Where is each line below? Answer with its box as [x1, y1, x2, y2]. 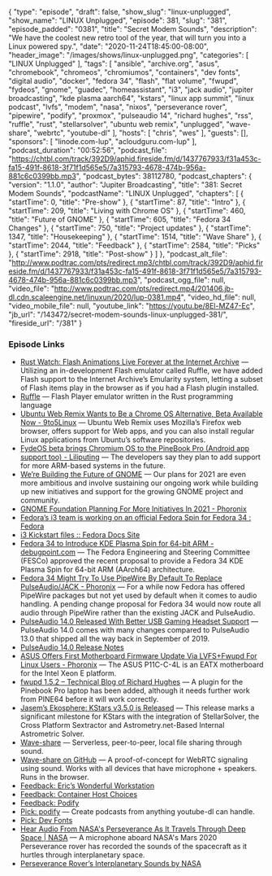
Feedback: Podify [19, 798, 80, 808]
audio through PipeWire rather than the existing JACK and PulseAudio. [19, 608, 256, 618]
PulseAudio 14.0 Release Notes [19, 642, 124, 652]
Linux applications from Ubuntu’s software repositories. [19, 435, 206, 445]
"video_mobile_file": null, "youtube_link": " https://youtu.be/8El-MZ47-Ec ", [8, 301, 255, 310]
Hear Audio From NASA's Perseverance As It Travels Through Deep [19, 824, 246, 834]
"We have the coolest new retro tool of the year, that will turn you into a [8, 33, 247, 42]
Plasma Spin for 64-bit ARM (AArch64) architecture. [19, 565, 195, 575]
